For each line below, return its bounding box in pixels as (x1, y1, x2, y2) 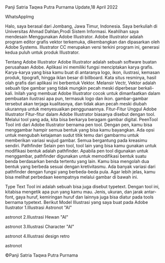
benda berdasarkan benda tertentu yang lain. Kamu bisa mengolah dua (5, 159, 149, 164)
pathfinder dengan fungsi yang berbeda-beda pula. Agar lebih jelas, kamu (5, 169, 156, 174)
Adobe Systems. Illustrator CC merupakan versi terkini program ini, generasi (5, 44, 160, 50)
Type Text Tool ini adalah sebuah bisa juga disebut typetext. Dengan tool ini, (5, 184, 160, 189)
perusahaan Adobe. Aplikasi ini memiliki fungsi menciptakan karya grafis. (5, 64, 154, 70)
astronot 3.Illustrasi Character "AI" (5, 224, 75, 230)
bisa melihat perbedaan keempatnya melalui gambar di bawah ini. (5, 174, 138, 180)
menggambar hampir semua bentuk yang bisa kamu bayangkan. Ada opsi (5, 127, 155, 132)
